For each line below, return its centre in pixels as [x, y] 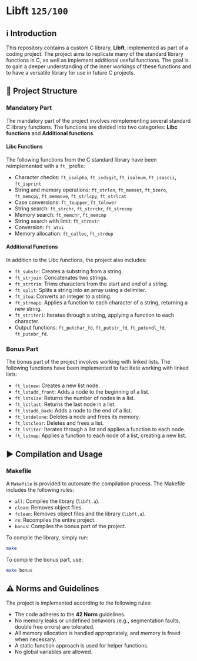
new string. [28, 309]
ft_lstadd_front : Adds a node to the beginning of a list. [82, 392]
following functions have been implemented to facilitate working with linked [98, 368]
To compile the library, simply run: [47, 538]
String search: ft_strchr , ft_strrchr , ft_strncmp [74, 208]
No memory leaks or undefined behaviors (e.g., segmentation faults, [97, 620]
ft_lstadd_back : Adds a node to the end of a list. [73, 411]
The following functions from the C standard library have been [81, 159]
